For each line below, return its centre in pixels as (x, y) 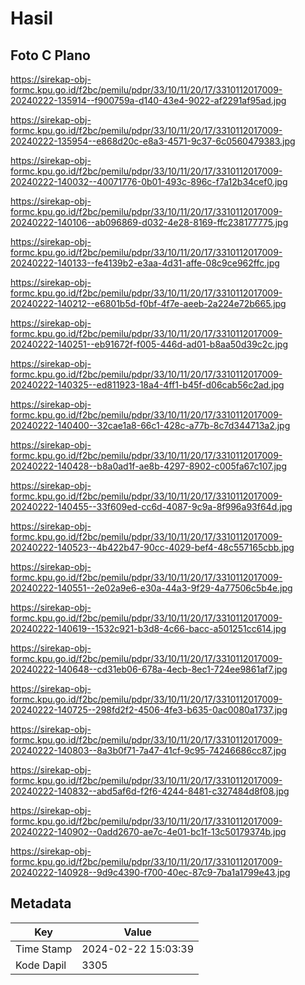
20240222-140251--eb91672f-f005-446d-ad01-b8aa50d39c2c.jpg (149, 344)
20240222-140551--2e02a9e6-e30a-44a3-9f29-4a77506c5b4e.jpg (151, 588)
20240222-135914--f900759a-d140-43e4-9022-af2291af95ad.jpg (148, 100)
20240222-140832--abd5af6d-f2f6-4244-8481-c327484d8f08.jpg (150, 791)
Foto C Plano (50, 55)
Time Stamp (44, 949)
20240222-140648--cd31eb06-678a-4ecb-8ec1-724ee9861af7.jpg (149, 669)
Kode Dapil (41, 965)
